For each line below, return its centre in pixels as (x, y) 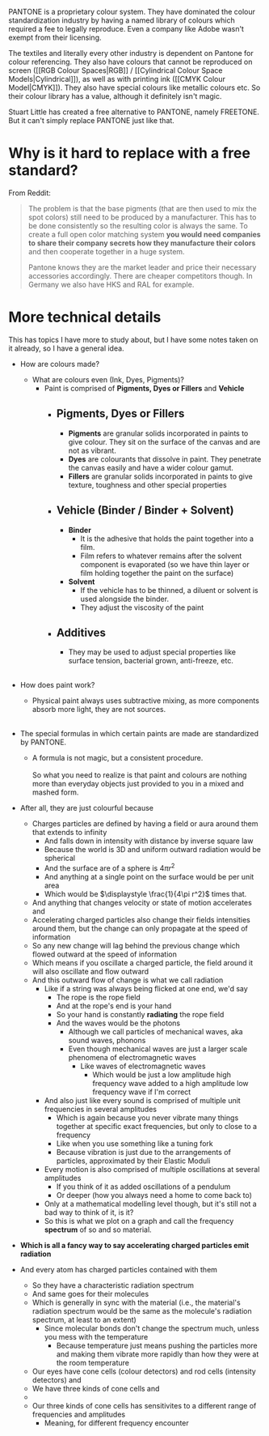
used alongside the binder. (125, 599)
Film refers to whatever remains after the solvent (161, 556)
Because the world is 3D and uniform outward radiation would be (152, 850)
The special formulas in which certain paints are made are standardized (139, 734)
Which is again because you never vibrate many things (147, 1118)
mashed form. (55, 792)
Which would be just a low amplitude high (162, 1074)
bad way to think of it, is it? (89, 1212)
